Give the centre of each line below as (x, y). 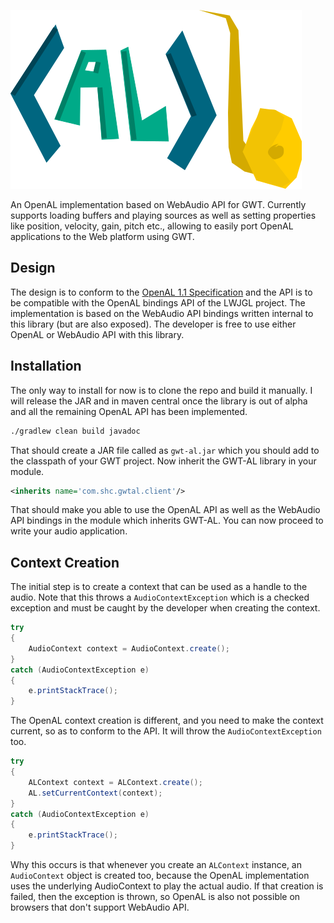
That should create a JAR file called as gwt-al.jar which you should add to (165, 450)
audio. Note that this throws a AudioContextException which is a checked (160, 597)
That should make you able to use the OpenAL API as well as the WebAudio (165, 510)
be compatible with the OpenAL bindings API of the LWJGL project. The (158, 302)
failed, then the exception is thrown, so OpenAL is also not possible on (155, 897)
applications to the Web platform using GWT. (102, 236)
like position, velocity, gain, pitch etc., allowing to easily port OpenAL (152, 226)
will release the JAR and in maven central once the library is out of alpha (159, 401)
